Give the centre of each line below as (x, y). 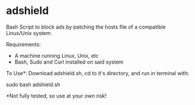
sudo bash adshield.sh (33, 84)
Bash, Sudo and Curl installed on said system (69, 62)
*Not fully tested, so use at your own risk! (56, 96)
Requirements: (23, 44)
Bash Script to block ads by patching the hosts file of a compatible (86, 27)
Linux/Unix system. (29, 33)
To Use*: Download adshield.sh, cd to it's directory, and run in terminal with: (98, 73)
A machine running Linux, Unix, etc (57, 55)
